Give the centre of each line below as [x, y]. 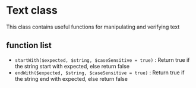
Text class [32, 10]
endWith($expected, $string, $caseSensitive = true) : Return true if [99, 73]
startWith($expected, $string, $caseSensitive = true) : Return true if [102, 59]
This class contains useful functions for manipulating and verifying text [93, 27]
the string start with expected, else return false [72, 66]
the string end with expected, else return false [71, 78]
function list [29, 45]
